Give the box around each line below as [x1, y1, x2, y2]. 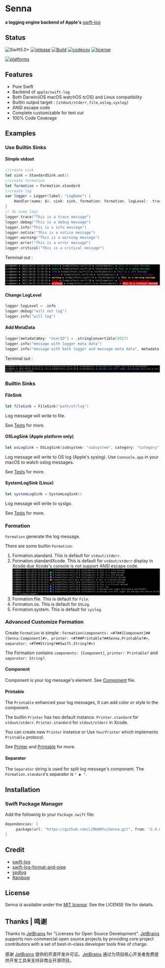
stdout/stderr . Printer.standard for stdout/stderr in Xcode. [5, 720, 129, 726]
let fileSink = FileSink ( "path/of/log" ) [5, 403, 89, 409]
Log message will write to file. [5, 412, 65, 419]
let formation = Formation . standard [5, 183, 80, 188]
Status [5, 33, 26, 42]
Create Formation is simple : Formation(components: [5, 630, 109, 635]
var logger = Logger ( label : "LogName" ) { [5, 194, 91, 199]
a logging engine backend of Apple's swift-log [5, 19, 101, 25]
